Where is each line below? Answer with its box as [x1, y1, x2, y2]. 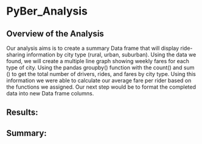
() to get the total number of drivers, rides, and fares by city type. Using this [6, 70, 196, 77]
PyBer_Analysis [6, 4, 88, 18]
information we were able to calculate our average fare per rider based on [6, 77, 192, 84]
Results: [6, 108, 38, 118]
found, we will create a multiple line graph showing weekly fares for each [6, 58, 190, 64]
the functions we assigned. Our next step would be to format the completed [6, 83, 197, 91]
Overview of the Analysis [6, 29, 105, 39]
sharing [6, 51, 26, 58]
